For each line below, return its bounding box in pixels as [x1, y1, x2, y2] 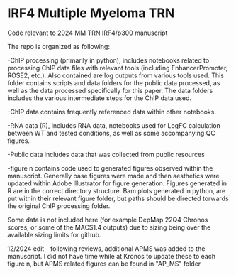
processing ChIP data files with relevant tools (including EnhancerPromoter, [7, 63, 228, 72]
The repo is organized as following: [7, 42, 110, 50]
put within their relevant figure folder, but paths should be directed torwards [7, 194, 229, 203]
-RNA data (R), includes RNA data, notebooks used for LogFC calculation [7, 121, 221, 129]
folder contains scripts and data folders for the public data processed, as [7, 78, 220, 87]
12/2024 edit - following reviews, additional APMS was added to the [7, 244, 206, 253]
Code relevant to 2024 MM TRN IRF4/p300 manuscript [7, 28, 168, 37]
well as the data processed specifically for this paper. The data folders [7, 86, 213, 95]
